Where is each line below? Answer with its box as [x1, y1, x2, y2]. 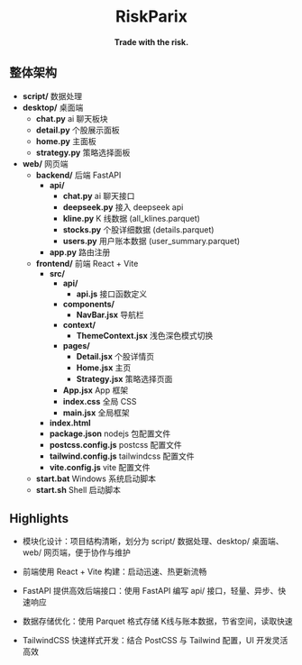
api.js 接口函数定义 [76, 288, 147, 299]
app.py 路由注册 [49, 246, 111, 258]
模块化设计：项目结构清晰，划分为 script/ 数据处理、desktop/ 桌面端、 [22, 536, 284, 547]
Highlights [9, 511, 69, 526]
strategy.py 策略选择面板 [35, 147, 131, 158]
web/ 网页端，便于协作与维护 [22, 547, 131, 558]
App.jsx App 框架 [62, 385, 129, 396]
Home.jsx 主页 [76, 362, 132, 373]
